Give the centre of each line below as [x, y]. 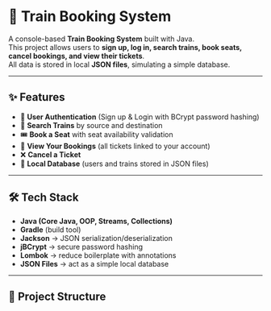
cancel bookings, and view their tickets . [77, 56]
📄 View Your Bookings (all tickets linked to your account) [115, 146]
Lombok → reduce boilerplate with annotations [98, 255]
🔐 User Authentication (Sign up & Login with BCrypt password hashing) [140, 117]
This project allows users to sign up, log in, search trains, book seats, [125, 47]
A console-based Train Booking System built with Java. [102, 39]
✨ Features [37, 97]
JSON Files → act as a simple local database [94, 263]
